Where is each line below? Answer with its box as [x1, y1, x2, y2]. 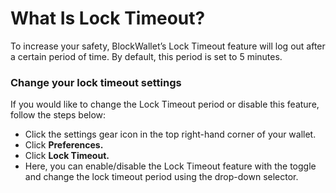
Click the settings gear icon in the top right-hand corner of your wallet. [24, 128, 317, 141]
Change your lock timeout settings [10, 75, 182, 89]
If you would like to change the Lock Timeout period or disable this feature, [10, 98, 320, 111]
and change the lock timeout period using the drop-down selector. [24, 171, 299, 183]
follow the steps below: [10, 109, 107, 121]
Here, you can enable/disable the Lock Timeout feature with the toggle [24, 160, 317, 172]
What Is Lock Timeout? [10, 7, 206, 30]
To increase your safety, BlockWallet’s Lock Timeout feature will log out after [10, 40, 326, 52]
